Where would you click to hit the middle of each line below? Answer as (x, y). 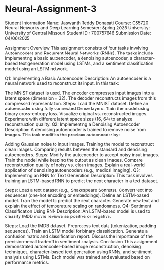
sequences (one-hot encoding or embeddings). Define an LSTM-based (77, 195)
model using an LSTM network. (37, 68)
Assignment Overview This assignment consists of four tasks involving (77, 48)
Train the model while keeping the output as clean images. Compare (74, 160)
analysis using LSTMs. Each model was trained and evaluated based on (78, 257)
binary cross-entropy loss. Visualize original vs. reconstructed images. (77, 113)
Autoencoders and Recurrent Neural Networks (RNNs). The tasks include (79, 53)
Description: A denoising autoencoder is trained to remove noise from (76, 129)
